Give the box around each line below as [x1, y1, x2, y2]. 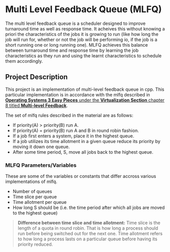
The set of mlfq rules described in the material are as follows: [5, 112, 133, 118]
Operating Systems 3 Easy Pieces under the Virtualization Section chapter [5, 97, 165, 103]
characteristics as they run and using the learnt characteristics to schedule [5, 52, 162, 59]
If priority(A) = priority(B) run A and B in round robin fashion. [12, 127, 139, 133]
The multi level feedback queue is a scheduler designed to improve [5, 20, 146, 26]
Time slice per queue [12, 194, 57, 200]
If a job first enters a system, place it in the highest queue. [12, 133, 134, 139]
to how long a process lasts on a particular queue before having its [17, 236, 157, 242]
